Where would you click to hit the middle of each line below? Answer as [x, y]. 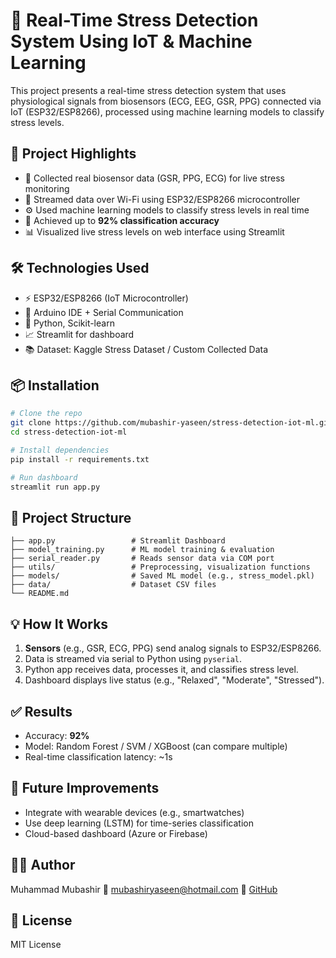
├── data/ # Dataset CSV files [113, 585]
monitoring [47, 188]
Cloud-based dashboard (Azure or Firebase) [116, 833]
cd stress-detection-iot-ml [69, 432]
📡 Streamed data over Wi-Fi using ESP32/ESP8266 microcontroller [162, 199]
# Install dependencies [60, 450]
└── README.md [40, 594]
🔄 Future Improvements [85, 788]
